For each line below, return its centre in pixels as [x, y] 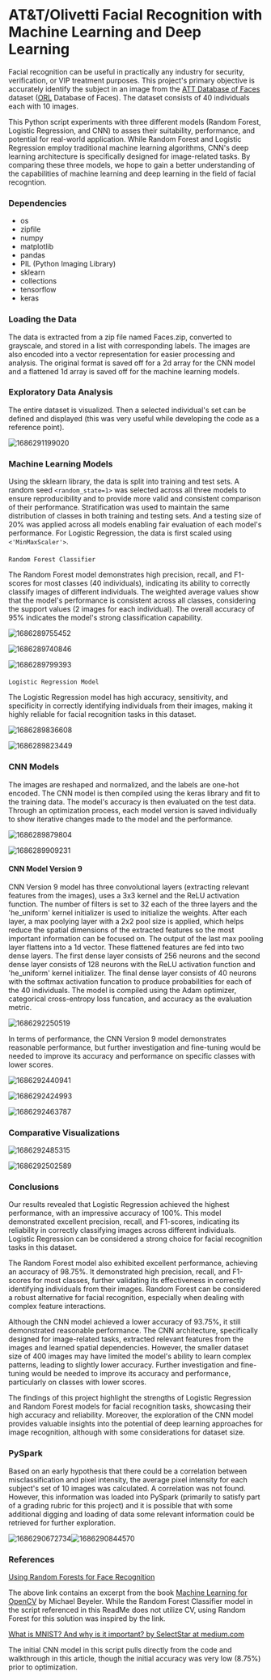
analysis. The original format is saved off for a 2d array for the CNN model [132, 363]
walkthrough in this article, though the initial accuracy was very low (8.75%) [135, 1659]
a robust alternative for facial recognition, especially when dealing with [126, 1298]
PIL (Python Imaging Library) [68, 264]
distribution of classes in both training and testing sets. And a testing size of [135, 516]
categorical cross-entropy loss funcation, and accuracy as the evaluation [130, 999]
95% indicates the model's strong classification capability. [106, 617]
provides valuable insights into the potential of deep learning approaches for [135, 1424]
